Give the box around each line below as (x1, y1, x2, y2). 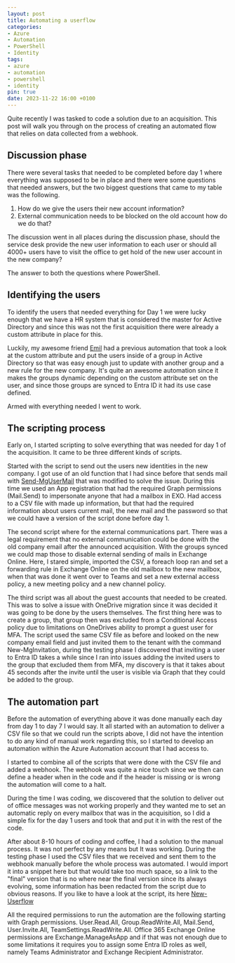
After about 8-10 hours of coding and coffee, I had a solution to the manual (7, 837, 224, 846)
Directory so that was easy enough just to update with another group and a (7, 359, 224, 367)
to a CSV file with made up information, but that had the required (7, 499, 194, 507)
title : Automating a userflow (7, 17, 96, 24)
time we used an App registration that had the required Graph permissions (7, 484, 222, 493)
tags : (7, 56, 23, 63)
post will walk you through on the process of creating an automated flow (7, 122, 217, 130)
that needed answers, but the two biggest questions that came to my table (7, 183, 222, 192)
